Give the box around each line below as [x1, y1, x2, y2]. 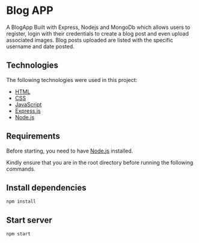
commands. [6, 165, 36, 172]
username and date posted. [6, 43, 75, 50]
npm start [6, 231, 31, 237]
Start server [6, 215, 52, 225]
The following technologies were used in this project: [6, 76, 138, 83]
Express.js [14, 107, 41, 115]
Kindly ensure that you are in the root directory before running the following [6, 159, 194, 166]
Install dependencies [6, 182, 87, 193]
